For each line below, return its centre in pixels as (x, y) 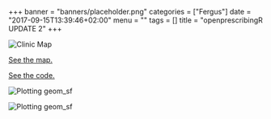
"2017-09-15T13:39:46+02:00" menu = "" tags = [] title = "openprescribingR (135, 20)
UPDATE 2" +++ (35, 29)
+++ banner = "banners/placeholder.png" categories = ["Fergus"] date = (130, 12)
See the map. (30, 60)
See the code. (32, 75)
